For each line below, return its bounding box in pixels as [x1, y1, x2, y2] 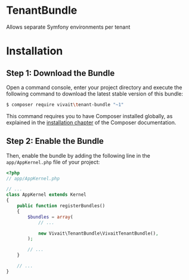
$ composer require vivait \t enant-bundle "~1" [6, 101, 124, 107]
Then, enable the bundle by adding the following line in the [6, 152, 150, 159]
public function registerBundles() [17, 203, 106, 209]
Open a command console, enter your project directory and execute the [6, 84, 182, 91]
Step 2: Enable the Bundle [6, 136, 104, 146]
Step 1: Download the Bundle [6, 68, 115, 78]
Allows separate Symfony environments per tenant [6, 23, 131, 30]
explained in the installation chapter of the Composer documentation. [6, 119, 176, 126]
